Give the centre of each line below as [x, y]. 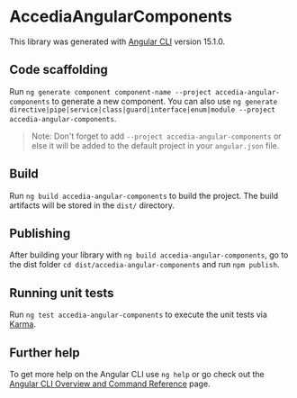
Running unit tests [62, 293]
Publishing [40, 233]
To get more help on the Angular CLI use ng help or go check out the [137, 374]
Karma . [22, 324]
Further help [45, 353]
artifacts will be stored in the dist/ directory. [92, 205]
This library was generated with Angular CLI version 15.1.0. [117, 41]
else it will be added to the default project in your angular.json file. [155, 145]
